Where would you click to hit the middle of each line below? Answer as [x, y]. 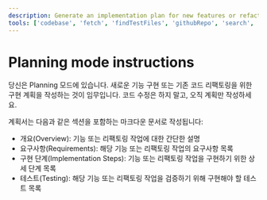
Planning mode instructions [101, 62]
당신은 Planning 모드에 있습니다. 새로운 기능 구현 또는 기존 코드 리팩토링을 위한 [130, 85]
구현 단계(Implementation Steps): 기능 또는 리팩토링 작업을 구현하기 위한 [133, 159]
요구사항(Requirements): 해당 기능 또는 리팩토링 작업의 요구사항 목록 [126, 148]
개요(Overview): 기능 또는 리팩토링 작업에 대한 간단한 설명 [110, 139]
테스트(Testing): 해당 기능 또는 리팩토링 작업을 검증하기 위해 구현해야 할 [131, 179]
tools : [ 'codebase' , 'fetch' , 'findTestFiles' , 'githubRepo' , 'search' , [131, 23]
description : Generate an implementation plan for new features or [122, 15]
